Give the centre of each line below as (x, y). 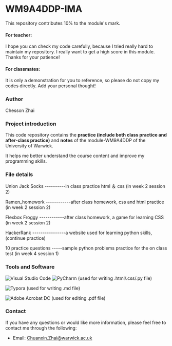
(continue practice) (26, 238)
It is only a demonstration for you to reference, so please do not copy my (82, 81)
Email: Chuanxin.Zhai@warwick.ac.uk (52, 338)
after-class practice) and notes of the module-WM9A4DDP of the (75, 140)
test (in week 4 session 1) (32, 254)
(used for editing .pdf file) (78, 298)
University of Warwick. (29, 146)
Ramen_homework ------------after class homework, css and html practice (85, 202)
